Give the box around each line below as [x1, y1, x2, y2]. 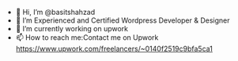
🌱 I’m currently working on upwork [15, 24, 129, 33]
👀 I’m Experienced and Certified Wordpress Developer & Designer [15, 16, 231, 25]
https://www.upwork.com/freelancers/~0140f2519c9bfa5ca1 [15, 44, 213, 53]
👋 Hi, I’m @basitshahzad [15, 8, 96, 16]
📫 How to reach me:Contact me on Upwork [15, 33, 159, 42]
